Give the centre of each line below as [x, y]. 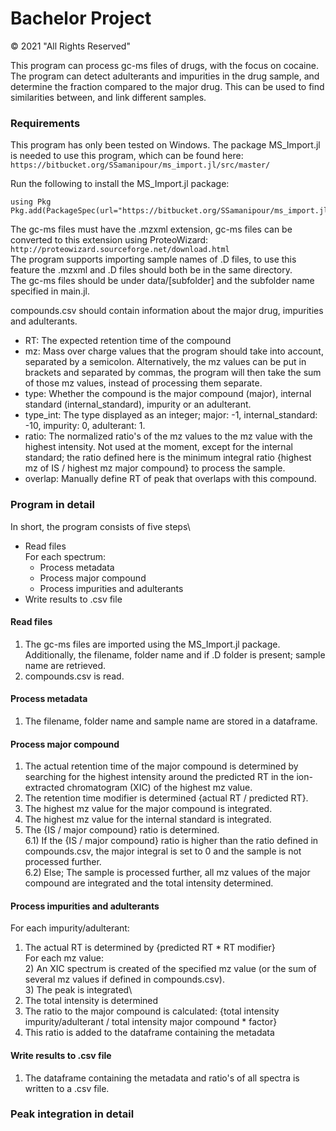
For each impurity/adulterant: [70, 928]
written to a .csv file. [67, 1088]
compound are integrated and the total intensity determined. [149, 883]
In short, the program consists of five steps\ [100, 526]
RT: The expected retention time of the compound [128, 341]
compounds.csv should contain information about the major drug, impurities [167, 311]
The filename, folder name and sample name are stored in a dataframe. [171, 721]
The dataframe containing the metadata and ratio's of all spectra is [162, 1078]
